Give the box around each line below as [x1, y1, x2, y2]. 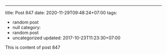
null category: [12, 25, 41, 30]
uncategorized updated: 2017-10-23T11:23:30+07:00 [12, 35, 121, 41]
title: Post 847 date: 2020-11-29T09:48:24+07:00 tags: [5, 10, 118, 15]
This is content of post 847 [5, 45, 61, 50]
